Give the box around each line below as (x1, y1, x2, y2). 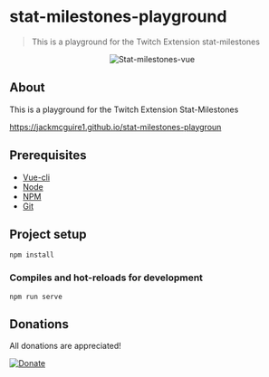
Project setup (9, 226, 88, 241)
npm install (9, 250, 54, 259)
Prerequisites (9, 147, 87, 164)
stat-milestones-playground (9, 6, 227, 27)
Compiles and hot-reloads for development (9, 271, 204, 284)
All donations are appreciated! (9, 341, 122, 352)
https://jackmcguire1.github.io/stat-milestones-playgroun (9, 121, 222, 132)
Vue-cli (22, 172, 51, 183)
